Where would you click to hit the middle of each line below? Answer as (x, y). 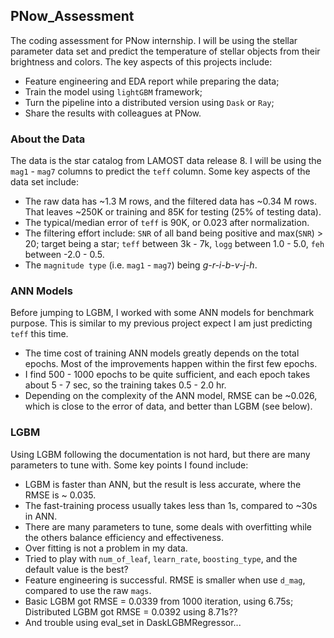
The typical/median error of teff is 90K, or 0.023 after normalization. (167, 223)
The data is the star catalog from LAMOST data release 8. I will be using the (166, 161)
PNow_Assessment (72, 16)
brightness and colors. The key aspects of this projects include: (141, 61)
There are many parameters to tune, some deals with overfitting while (168, 526)
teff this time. (39, 334)
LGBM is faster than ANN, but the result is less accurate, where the (163, 484)
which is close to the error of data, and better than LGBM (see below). (168, 406)
